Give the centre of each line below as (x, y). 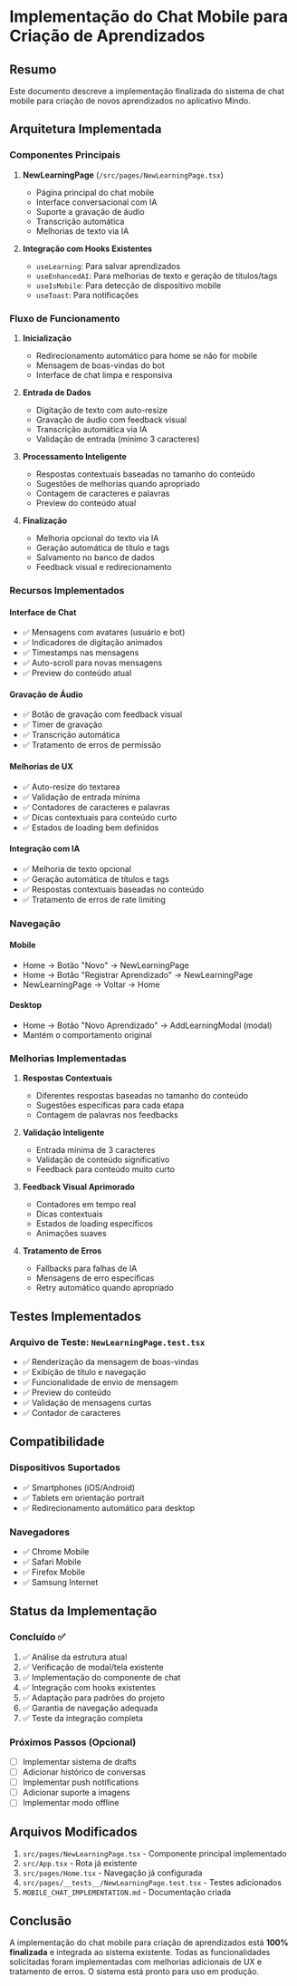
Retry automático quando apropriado (105, 1288)
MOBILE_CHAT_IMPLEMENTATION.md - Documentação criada (127, 1893)
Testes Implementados (76, 1316)
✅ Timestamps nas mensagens (81, 653)
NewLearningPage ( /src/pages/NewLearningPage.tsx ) (123, 175)
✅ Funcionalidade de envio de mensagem (100, 1382)
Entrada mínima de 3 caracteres (96, 1150)
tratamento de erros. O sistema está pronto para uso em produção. (134, 1971)
